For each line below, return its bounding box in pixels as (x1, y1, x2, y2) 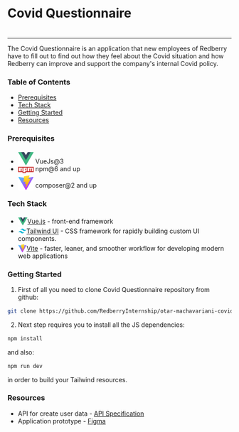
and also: (7, 347, 34, 356)
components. (17, 234, 57, 242)
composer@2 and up (35, 181, 97, 190)
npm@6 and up (35, 164, 80, 173)
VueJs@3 (35, 157, 64, 166)
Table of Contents (7, 77, 71, 87)
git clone (7, 307, 37, 315)
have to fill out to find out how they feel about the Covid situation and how (7, 51, 224, 60)
